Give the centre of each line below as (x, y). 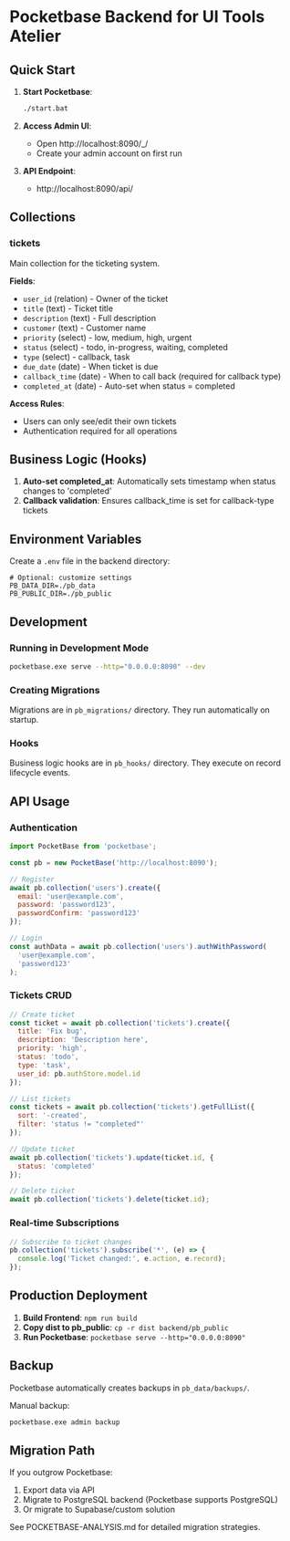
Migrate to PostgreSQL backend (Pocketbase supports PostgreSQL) (150, 1500)
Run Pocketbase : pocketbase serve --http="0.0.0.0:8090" (134, 1337)
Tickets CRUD (41, 995)
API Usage (40, 802)
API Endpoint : (49, 171)
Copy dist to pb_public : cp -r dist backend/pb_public (126, 1327)
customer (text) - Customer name (84, 328)
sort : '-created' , (53, 1116)
